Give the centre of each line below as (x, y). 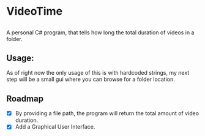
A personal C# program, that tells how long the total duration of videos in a (100, 32)
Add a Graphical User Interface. (55, 127)
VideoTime (35, 11)
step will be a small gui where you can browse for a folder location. (91, 79)
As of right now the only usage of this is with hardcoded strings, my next (98, 73)
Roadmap (25, 98)
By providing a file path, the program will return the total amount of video (107, 113)
